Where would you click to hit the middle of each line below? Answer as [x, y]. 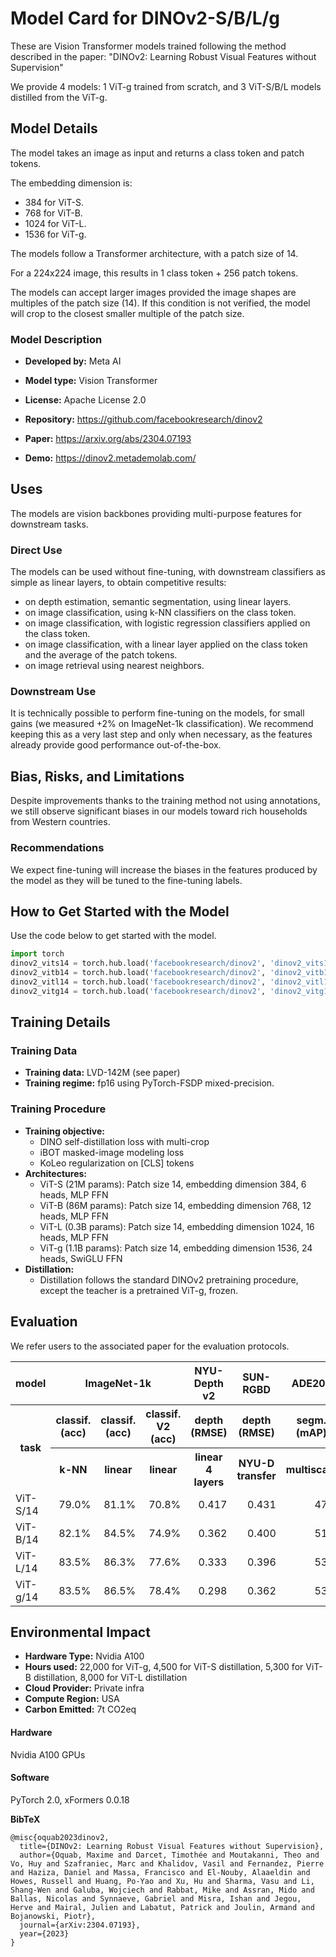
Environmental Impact [80, 1632]
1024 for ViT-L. [55, 223]
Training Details [60, 1022]
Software [30, 1778]
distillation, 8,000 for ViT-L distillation [110, 1678]
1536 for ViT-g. [55, 234]
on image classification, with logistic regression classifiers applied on [167, 623]
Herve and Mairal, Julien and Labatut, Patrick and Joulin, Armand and [162, 1907]
